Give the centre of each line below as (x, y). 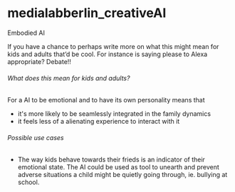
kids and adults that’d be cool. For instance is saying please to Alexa (108, 54)
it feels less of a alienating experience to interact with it (99, 122)
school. (28, 182)
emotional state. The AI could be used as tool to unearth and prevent (118, 167)
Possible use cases (36, 137)
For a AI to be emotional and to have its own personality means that (106, 100)
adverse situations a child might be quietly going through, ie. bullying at (122, 175)
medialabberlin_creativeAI (87, 13)
